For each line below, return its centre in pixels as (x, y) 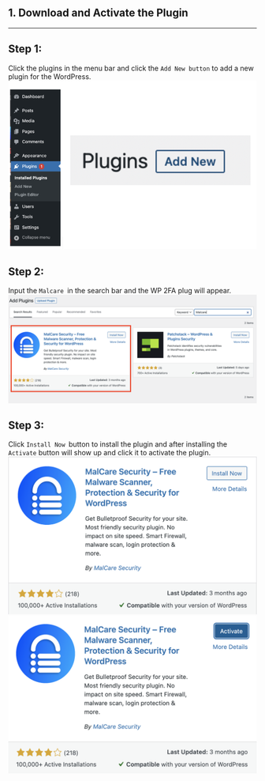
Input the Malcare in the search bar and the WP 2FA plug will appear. (120, 291)
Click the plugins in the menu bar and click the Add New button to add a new (131, 68)
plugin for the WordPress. (50, 76)
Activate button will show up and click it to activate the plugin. (110, 453)
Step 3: (26, 425)
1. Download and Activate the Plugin (98, 13)
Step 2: (26, 272)
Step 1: (25, 49)
